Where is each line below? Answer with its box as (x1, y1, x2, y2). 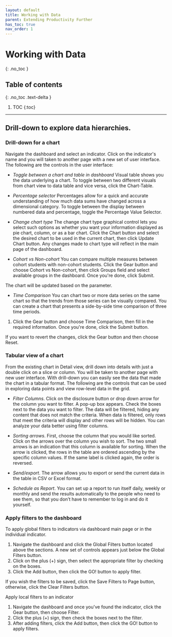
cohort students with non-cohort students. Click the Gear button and (12, 261, 158, 267)
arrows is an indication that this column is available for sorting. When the (12, 443, 166, 449)
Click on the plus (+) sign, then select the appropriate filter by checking (12, 558, 164, 564)
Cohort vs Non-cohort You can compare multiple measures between (12, 256, 158, 262)
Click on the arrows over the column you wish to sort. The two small (12, 438, 157, 444)
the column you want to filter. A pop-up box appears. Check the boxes (12, 401, 161, 407)
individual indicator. (5, 531, 47, 538)
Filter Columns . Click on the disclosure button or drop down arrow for (12, 395, 160, 402)
